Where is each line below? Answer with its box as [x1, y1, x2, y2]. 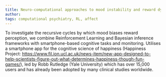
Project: [5, 51, 21, 57]
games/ [5, 61, 21, 67]
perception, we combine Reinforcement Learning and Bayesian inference [5, 35, 154, 41]
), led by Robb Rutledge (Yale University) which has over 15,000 [20, 61, 150, 67]
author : [5, 12, 21, 17]
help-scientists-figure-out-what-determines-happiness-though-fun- [5, 56, 145, 62]
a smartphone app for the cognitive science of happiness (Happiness [5, 45, 146, 52]
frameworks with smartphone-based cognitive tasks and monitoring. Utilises [5, 40, 161, 46]
